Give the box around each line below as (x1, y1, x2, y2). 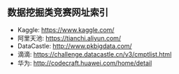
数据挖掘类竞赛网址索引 (7, 6, 108, 19)
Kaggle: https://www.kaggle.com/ (17, 25, 115, 34)
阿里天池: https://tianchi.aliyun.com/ (17, 34, 121, 42)
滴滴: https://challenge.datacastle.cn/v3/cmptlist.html (17, 50, 172, 58)
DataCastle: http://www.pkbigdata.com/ (17, 41, 132, 50)
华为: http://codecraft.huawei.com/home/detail (17, 59, 152, 67)
